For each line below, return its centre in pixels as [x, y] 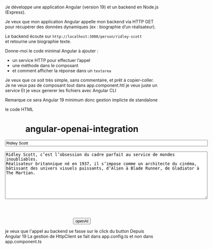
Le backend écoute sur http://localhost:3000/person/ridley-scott [74, 36]
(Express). [15, 12]
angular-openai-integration [82, 129]
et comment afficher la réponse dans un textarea [61, 71]
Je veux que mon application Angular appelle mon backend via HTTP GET [79, 22]
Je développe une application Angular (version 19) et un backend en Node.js [82, 7]
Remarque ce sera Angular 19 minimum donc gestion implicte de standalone [81, 100]
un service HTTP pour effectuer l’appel [51, 60]
